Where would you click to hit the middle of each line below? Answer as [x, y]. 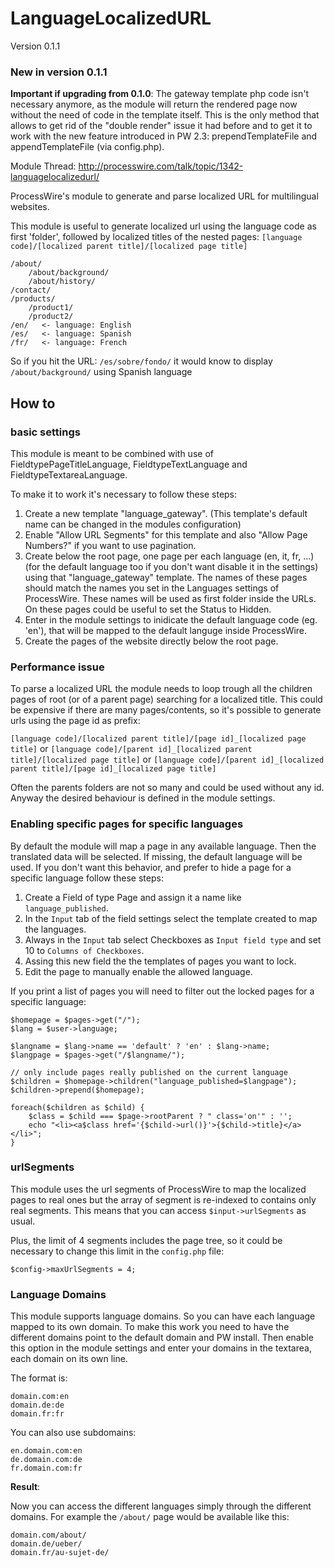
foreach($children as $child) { [77, 1107]
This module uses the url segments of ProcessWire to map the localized [158, 1189]
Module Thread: [43, 166]
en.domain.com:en [46, 1451]
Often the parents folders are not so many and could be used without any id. [167, 788]
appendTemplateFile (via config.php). [87, 147]
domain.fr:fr [37, 1414]
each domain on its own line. [69, 1359]
